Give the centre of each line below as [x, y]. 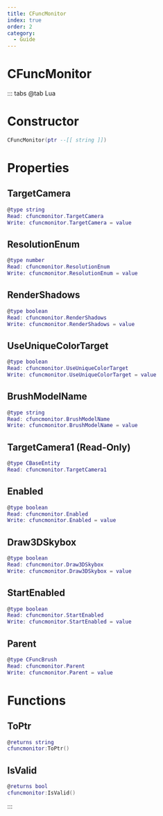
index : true [24, 20]
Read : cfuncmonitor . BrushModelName [59, 419]
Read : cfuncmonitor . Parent [46, 666]
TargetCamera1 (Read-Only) [69, 447]
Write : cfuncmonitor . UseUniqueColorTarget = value [82, 375]
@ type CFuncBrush [32, 659]
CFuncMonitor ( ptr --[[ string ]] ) [57, 140]
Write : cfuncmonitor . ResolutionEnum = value [72, 274]
